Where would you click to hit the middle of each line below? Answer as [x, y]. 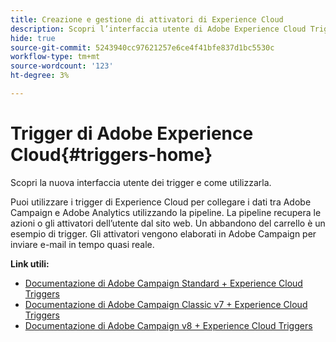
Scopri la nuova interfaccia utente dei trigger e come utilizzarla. [141, 182]
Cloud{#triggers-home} [111, 155]
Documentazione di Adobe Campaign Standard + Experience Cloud [163, 283]
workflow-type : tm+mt [55, 57]
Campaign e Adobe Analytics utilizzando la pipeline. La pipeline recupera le [166, 212]
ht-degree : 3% [40, 76]
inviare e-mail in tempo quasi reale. [82, 244]
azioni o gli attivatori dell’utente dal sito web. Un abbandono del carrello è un [168, 223]
